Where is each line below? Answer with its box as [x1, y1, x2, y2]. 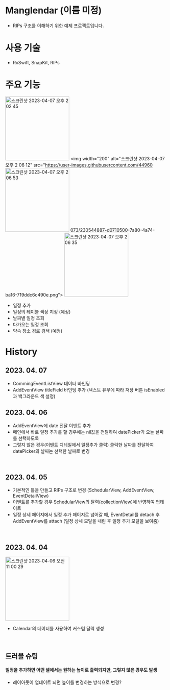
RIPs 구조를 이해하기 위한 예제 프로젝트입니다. [12, 22, 104, 29]
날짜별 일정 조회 [12, 315, 44, 321]
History [5, 346, 38, 357]
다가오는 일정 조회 [12, 321, 48, 327]
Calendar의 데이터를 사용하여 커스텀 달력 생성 [12, 626, 105, 632]
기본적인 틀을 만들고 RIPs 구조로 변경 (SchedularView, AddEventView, [12, 487, 155, 493]
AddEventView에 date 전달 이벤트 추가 [12, 422, 91, 429]
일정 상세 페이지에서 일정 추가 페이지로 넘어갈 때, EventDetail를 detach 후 [12, 511, 160, 518]
